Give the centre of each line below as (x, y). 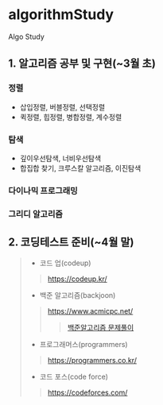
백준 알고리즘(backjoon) (78, 295)
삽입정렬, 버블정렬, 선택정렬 (62, 107)
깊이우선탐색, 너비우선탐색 (60, 158)
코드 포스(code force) (74, 376)
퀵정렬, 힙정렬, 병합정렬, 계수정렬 (71, 117)
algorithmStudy (61, 15)
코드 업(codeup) (65, 263)
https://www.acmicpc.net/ (90, 310)
